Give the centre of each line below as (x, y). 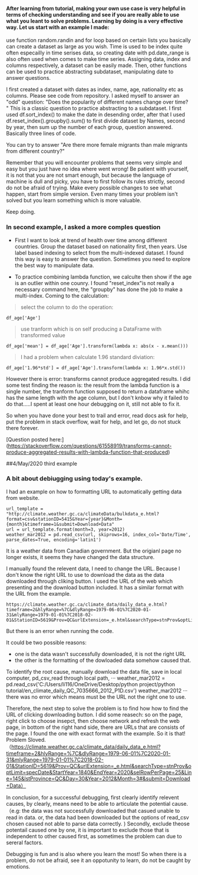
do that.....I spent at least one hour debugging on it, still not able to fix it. (93, 404)
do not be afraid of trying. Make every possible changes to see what (89, 188)
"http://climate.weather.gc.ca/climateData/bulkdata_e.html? (83, 514)
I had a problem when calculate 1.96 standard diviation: (88, 357)
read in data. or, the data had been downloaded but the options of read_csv (98, 817)
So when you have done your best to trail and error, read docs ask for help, (97, 415)
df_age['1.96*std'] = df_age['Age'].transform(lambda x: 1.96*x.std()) (96, 368)
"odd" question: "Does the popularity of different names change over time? (97, 102)
